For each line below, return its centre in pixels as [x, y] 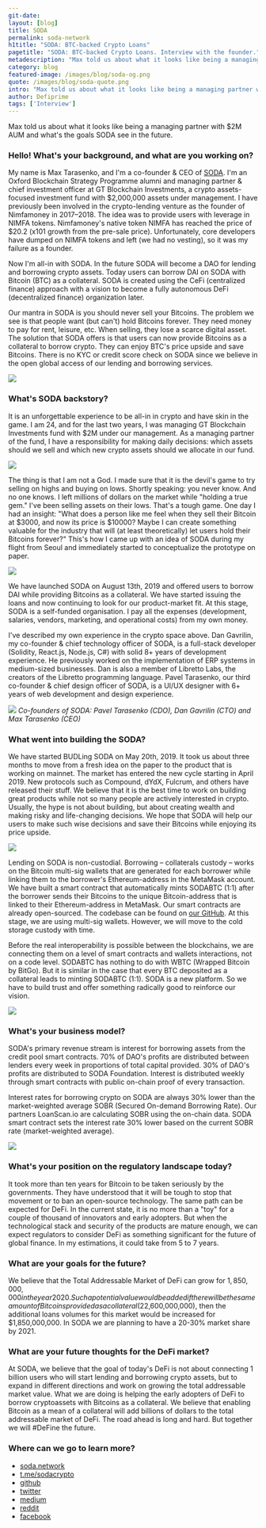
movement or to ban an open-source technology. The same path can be [126, 1201]
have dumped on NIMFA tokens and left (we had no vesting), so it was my [128, 240]
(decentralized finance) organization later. [76, 297]
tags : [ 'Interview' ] [42, 104]
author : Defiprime [38, 97]
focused [22, 198]
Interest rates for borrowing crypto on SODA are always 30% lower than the [132, 1098]
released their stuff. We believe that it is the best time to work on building [127, 790]
